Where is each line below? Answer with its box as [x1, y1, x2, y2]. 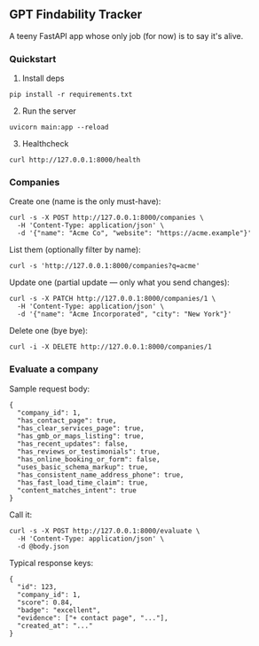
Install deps [21, 73, 65, 83]
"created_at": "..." [17, 621, 93, 630]
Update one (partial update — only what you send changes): [9, 277, 231, 288]
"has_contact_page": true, [17, 416, 117, 425]
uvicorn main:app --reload [9, 123, 109, 132]
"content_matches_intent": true [17, 485, 137, 495]
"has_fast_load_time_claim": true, [17, 478, 149, 487]
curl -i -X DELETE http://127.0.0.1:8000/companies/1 [9, 343, 213, 351]
